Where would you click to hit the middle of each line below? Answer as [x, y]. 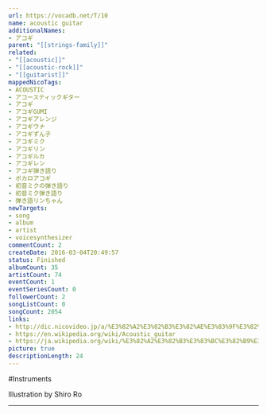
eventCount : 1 [32, 282]
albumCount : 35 [33, 268]
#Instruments [30, 378]
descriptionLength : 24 [46, 356]
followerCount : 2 [37, 297]
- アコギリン [27, 149]
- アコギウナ [27, 127]
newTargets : [28, 208]
